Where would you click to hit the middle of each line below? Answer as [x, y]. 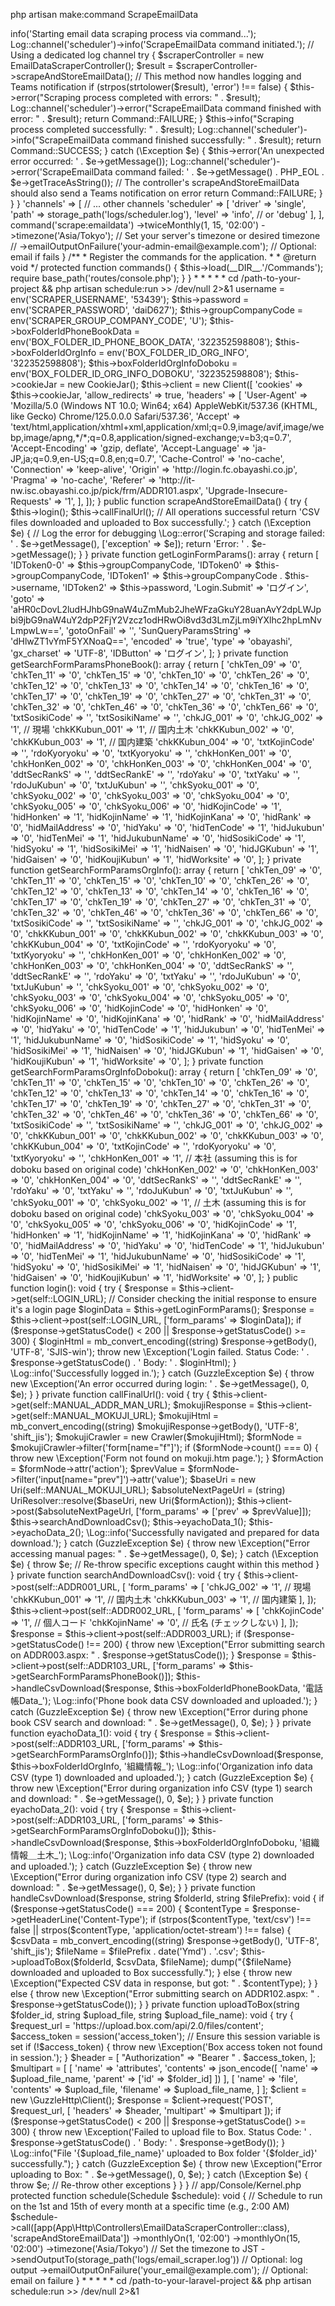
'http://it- [177, 480]
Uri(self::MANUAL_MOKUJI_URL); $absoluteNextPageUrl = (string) [148, 1490]
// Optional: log [272, 2259]
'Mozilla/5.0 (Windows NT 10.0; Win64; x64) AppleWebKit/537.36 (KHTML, [164, 405]
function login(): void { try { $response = [93, 1288]
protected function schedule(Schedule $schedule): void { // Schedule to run [166, 2195]
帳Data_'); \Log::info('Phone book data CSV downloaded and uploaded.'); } [164, 1700]
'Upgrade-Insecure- [246, 490]
